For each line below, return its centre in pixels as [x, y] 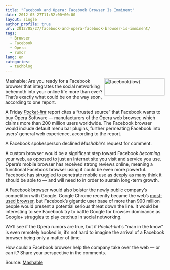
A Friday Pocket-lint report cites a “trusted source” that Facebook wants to [83, 112]
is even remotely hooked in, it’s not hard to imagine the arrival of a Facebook [85, 232]
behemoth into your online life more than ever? [54, 92]
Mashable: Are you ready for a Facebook [48, 81]
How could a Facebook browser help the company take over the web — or [83, 247]
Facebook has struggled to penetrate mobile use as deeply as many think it [83, 175]
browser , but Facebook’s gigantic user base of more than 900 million [89, 201]
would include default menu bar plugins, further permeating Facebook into [83, 128]
